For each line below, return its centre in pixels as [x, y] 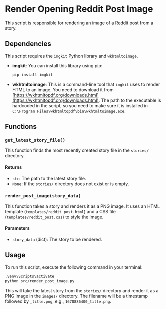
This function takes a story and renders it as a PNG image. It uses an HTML [83, 206]
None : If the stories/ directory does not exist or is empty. [71, 184]
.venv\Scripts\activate [30, 276]
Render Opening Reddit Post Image [79, 9]
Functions [21, 127]
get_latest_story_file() [35, 140]
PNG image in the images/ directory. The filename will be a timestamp [77, 296]
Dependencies [28, 44]
